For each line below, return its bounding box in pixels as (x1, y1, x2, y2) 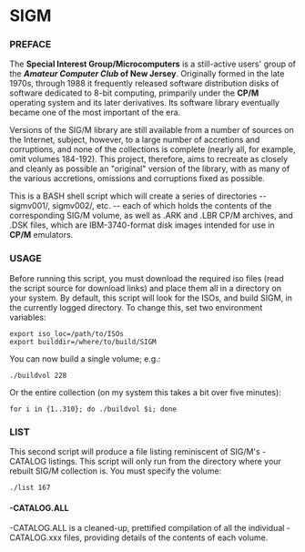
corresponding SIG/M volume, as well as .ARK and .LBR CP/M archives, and (9, 210, 293, 221)
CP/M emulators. (9, 230, 74, 240)
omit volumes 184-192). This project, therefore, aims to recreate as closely (9, 154, 289, 165)
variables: (9, 312, 46, 322)
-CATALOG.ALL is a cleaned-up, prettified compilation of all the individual (9, 523, 285, 534)
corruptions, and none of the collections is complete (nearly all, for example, (9, 144, 296, 155)
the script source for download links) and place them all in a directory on (9, 282, 282, 293)
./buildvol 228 (9, 371, 67, 380)
